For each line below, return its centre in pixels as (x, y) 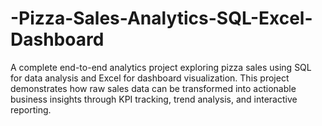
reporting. (31, 109)
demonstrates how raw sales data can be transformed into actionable (153, 88)
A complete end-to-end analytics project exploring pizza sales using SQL (161, 67)
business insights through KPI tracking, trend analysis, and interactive (154, 99)
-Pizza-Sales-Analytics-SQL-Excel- (161, 18)
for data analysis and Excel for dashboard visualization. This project (150, 78)
